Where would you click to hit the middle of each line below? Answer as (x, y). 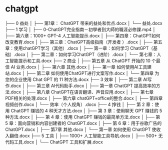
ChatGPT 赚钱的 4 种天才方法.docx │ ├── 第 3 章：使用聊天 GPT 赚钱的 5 (86, 110)
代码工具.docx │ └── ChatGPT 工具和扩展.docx (54, 142)
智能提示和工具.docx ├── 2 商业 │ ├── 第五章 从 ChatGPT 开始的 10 (80, 60)
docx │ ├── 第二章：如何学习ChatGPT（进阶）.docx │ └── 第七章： (86, 54)
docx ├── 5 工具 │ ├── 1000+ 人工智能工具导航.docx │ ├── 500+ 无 (91, 135)
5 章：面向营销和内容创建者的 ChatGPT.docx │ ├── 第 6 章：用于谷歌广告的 (83, 123)
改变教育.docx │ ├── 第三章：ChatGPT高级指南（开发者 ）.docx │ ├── (79, 42)
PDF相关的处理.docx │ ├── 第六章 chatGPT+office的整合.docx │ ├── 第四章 (84, 98)
